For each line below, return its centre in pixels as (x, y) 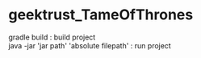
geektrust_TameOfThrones (101, 15)
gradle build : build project (52, 37)
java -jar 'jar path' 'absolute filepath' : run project (90, 45)
